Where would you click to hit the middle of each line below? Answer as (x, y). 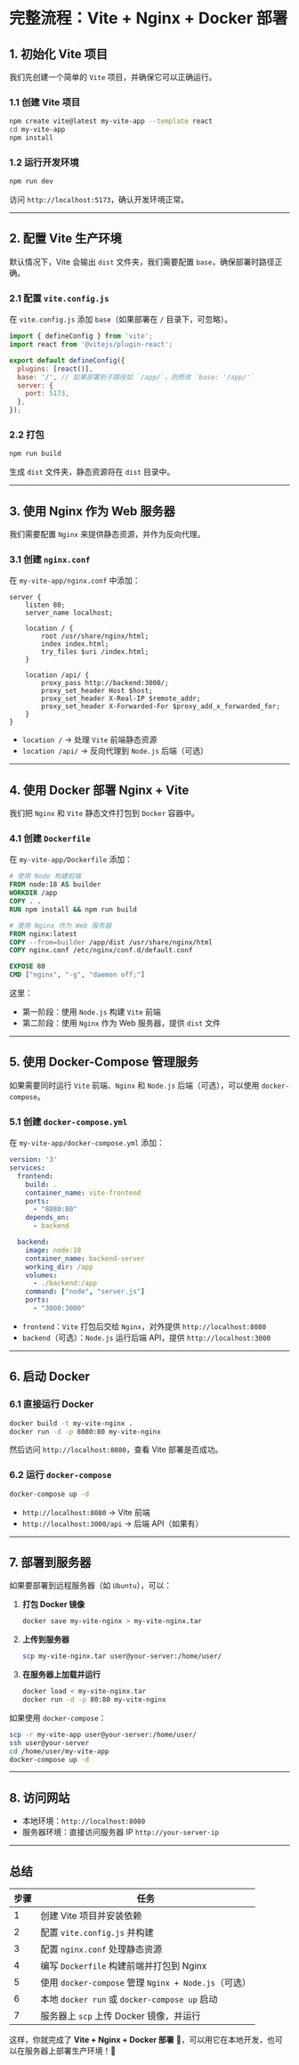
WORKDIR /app (33, 893)
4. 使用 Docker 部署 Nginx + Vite (99, 790)
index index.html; (75, 644)
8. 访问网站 (40, 1797)
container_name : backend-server (85, 1258)
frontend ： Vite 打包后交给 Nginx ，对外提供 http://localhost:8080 (144, 1326)
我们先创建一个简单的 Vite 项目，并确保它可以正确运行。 (113, 77)
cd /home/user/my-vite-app (59, 1751)
